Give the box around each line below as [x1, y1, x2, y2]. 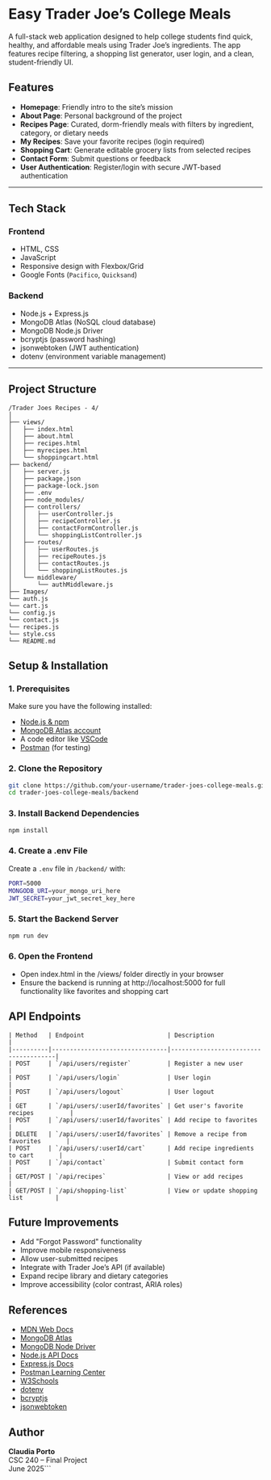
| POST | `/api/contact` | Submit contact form [8, 1158, 244, 1167]
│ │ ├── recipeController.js [8, 517, 121, 525]
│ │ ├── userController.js [8, 509, 114, 518]
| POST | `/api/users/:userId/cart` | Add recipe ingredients [8, 1144, 254, 1152]
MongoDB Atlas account [19, 726, 102, 736]
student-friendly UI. [8, 57, 74, 67]
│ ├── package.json [8, 474, 81, 483]
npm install [8, 826, 48, 834]
